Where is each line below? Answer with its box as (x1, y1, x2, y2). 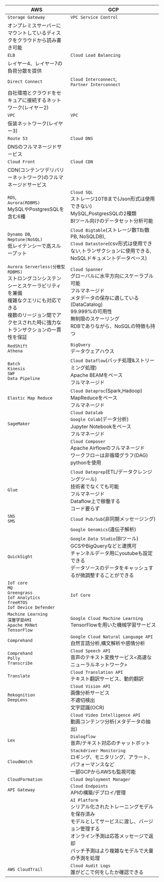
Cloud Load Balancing (70, 52, 121, 58)
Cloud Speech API (70, 648, 111, 653)
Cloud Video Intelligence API (70, 713, 141, 718)
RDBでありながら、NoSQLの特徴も (70, 323, 150, 330)
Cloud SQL (70, 190, 93, 195)
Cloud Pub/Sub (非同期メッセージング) (70, 516, 156, 522)
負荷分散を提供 (7, 68, 42, 74)
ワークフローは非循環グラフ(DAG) (70, 452, 148, 458)
